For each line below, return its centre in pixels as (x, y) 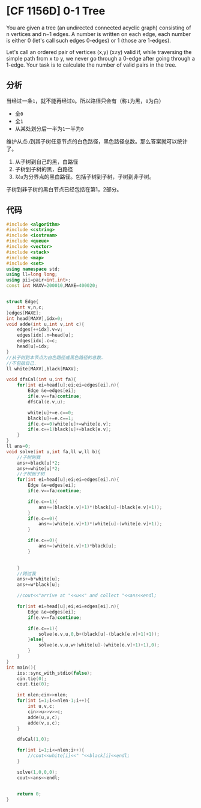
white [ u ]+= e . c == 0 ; (51, 412)
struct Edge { (22, 302)
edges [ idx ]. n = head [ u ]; (45, 335)
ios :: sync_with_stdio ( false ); (55, 673)
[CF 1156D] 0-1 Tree (56, 11)
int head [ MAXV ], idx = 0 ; (34, 318)
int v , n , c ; (31, 307)
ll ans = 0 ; (19, 446)
